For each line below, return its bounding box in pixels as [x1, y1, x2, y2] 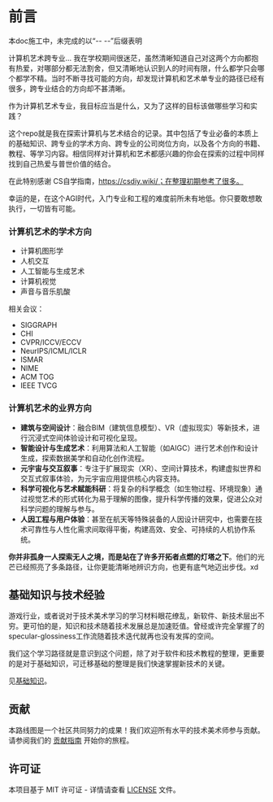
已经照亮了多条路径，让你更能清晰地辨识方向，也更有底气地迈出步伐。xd [15, 562, 258, 572]
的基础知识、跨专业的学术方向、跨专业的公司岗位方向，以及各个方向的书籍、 [8, 138, 265, 148]
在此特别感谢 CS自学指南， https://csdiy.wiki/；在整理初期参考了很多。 [8, 176, 244, 185]
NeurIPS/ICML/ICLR [19, 347, 87, 356]
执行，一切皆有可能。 [8, 203, 80, 213]
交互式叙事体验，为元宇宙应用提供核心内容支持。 [19, 473, 184, 483]
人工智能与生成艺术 [19, 266, 85, 277]
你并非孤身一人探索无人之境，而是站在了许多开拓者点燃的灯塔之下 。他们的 [8, 551, 258, 561]
